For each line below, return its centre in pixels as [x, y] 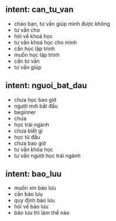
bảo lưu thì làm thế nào [42, 213]
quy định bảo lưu [34, 201]
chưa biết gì [28, 130]
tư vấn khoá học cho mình [45, 42]
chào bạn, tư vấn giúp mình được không [62, 23]
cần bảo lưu [28, 194]
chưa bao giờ [30, 143]
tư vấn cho [27, 30]
